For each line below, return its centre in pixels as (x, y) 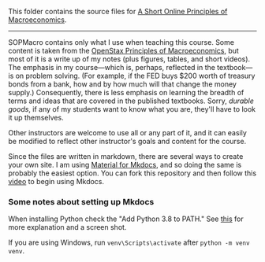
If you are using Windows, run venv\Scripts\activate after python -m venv (129, 242)
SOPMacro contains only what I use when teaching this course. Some (121, 42)
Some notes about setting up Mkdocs (81, 201)
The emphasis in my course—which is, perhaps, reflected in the (112, 67)
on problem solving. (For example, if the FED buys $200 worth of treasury (135, 76)
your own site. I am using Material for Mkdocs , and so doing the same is (125, 165)
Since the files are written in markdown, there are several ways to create (126, 156)
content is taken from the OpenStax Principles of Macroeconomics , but (123, 51)
